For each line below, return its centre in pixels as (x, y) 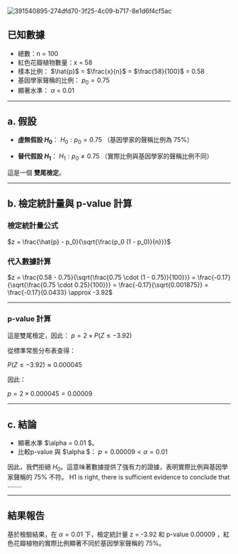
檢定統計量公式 (33, 226)
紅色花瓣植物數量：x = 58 (55, 62)
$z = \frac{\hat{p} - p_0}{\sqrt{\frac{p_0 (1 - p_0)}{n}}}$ (89, 241)
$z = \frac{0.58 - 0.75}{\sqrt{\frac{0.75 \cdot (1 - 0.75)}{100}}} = (102, 277)
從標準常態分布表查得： (41, 351)
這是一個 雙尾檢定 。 (36, 173)
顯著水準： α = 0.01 (46, 90)
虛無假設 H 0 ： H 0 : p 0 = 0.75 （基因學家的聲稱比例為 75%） (105, 141)
